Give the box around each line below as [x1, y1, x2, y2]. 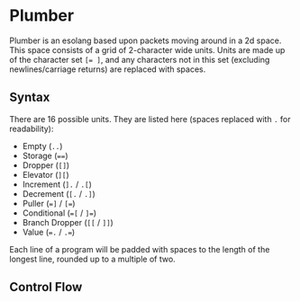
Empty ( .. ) [22, 140, 63, 151]
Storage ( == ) [22, 150, 68, 161]
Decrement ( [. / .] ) [22, 188, 96, 199]
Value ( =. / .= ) [22, 226, 76, 237]
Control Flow [9, 279, 83, 295]
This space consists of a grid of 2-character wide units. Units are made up [9, 44, 286, 55]
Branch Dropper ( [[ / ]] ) [22, 217, 114, 227]
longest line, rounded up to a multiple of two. [9, 253, 176, 264]
